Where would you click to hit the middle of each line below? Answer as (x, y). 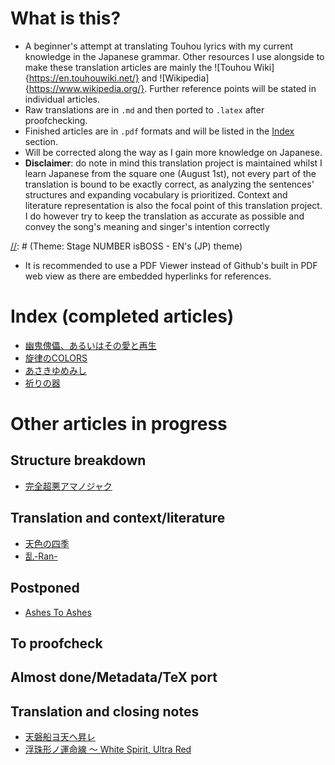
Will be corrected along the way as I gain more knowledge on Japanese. (173, 152)
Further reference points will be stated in (233, 88)
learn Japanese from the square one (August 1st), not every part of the (170, 173)
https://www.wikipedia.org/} (86, 88)
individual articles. (62, 99)
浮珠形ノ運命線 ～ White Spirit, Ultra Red (108, 749)
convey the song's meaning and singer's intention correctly (147, 226)
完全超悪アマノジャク (68, 486)
